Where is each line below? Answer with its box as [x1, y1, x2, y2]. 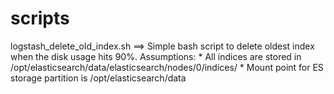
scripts [10, 7, 70, 30]
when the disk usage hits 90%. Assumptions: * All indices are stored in [10, 50, 302, 62]
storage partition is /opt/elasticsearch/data [10, 72, 187, 84]
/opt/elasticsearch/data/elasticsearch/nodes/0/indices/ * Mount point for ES [10, 61, 324, 73]
